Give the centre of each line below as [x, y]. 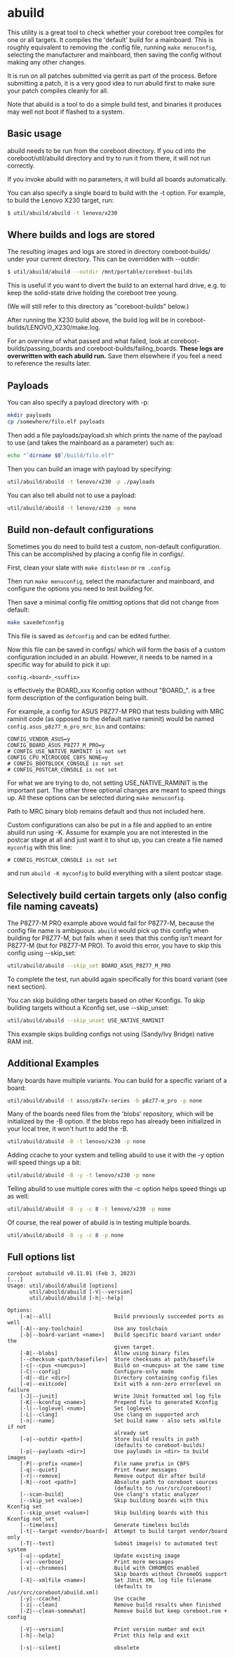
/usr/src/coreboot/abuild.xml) [53, 1592]
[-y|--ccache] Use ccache [83, 1598]
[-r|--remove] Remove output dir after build [113, 1476]
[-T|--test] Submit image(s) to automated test [119, 1543]
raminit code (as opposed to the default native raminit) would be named [111, 719]
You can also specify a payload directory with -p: [78, 403]
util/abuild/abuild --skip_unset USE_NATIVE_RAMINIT [86, 1020]
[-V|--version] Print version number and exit [113, 1629]
